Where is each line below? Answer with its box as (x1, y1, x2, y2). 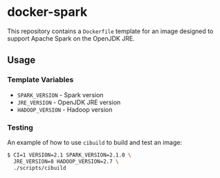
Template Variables (7, 75, 74, 85)
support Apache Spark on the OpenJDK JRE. (7, 34, 135, 42)
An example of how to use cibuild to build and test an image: (7, 138, 182, 146)
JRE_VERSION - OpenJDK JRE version (17, 98, 121, 106)
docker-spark (7, 4, 88, 20)
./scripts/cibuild (13, 164, 67, 171)
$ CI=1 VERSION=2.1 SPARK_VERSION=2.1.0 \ (7, 151, 131, 159)
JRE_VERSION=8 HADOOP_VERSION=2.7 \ (13, 158, 119, 165)
